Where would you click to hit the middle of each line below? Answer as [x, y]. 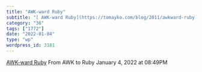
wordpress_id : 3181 [31, 46]
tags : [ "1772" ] [25, 28]
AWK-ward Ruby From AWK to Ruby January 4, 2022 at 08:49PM [87, 62]
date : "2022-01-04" [31, 34]
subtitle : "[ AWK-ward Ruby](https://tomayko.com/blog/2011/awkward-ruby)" [103, 17]
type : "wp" [20, 40]
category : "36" [25, 23]
